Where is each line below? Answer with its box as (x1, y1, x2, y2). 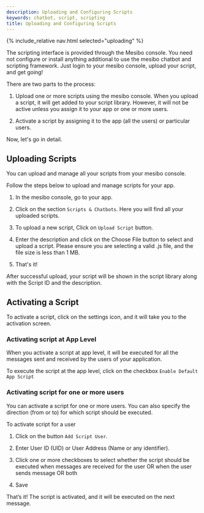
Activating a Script (6, 297, 79, 307)
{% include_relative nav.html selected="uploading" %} (6, 37, 144, 45)
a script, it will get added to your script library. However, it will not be (15, 99, 189, 106)
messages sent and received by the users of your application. (6, 355, 162, 363)
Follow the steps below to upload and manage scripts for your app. (6, 182, 175, 189)
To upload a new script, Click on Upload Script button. (15, 224, 153, 231)
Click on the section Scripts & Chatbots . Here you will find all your (15, 206, 184, 213)
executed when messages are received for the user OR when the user (15, 463, 192, 470)
